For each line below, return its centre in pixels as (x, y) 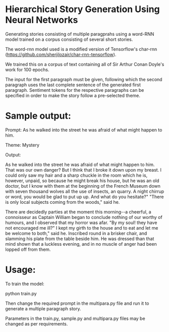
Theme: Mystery (22, 145)
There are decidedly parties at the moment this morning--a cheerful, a (78, 212)
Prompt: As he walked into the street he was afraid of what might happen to (84, 130)
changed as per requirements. (37, 323)
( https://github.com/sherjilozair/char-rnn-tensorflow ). (61, 54)
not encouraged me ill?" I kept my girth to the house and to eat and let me (82, 228)
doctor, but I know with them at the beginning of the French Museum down (83, 186)
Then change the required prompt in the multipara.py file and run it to (77, 303)
